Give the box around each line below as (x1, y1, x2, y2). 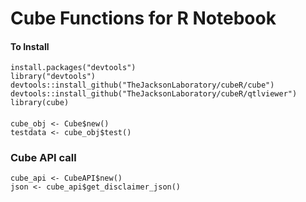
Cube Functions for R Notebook (10, 7, 277, 30)
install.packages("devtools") (10, 63, 137, 73)
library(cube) (10, 98, 70, 108)
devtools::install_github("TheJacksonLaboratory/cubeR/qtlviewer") (10, 89, 298, 99)
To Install (10, 40, 50, 52)
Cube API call (10, 150, 77, 164)
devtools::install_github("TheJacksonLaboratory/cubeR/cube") (10, 80, 275, 91)
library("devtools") (10, 72, 97, 82)
